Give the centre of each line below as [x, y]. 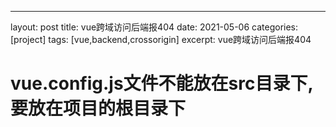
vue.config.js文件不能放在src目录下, [162, 83]
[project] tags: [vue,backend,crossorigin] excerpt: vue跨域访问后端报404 [161, 39]
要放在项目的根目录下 [98, 108]
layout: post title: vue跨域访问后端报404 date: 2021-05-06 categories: [154, 27]
